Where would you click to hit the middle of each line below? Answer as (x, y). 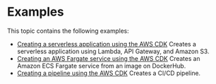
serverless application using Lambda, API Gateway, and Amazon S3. (113, 51)
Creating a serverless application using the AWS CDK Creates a (106, 44)
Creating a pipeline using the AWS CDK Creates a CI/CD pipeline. (109, 73)
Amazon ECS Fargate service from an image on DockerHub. (101, 66)
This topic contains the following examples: (68, 31)
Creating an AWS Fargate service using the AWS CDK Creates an (108, 58)
